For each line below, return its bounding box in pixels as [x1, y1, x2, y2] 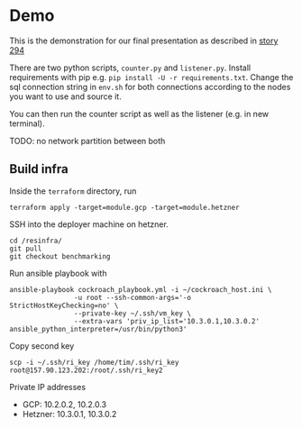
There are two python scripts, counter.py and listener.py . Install [9, 62, 251, 73]
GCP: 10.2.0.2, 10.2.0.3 [22, 398, 107, 410]
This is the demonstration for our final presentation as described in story [9, 35, 279, 46]
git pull [9, 244, 42, 253]
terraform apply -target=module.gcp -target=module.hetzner [9, 203, 241, 212]
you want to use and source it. [9, 91, 122, 102]
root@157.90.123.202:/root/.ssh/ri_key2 [9, 366, 164, 375]
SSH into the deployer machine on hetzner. [9, 218, 169, 230]
